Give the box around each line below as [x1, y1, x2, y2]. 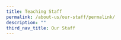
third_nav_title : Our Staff [6, 25, 76, 31]
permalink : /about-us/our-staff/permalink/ [6, 14, 116, 20]
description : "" [6, 19, 46, 25]
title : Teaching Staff [6, 8, 62, 15]
